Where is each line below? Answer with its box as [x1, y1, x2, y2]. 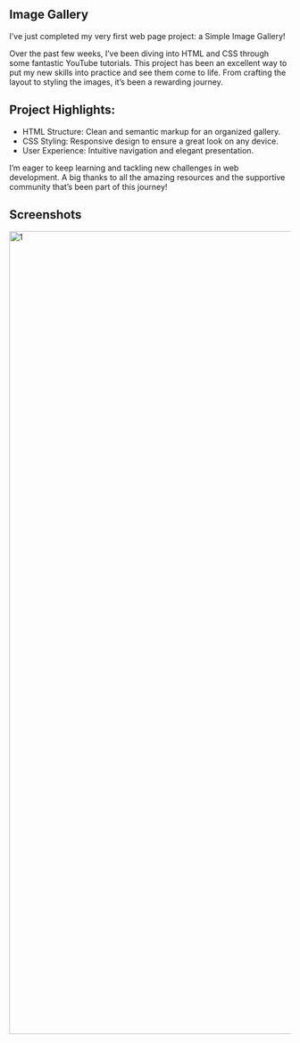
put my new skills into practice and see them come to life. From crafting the [9, 67, 287, 78]
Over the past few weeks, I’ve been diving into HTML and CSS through [9, 48, 270, 59]
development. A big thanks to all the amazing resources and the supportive [9, 171, 286, 182]
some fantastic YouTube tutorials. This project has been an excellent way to [9, 57, 287, 68]
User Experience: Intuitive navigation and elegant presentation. [21, 145, 254, 155]
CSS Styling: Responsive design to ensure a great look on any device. [21, 136, 279, 146]
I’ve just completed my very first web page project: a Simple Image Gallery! [9, 30, 286, 41]
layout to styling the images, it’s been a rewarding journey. [9, 76, 223, 87]
